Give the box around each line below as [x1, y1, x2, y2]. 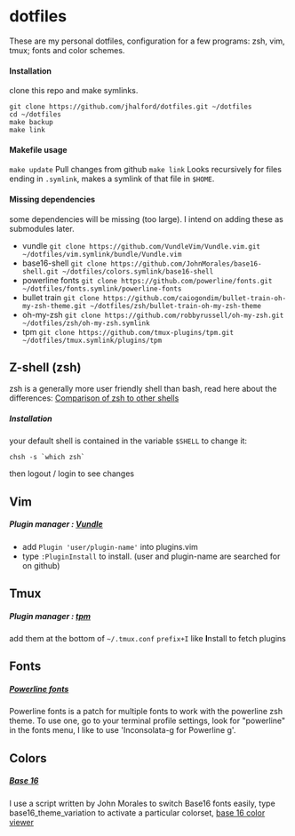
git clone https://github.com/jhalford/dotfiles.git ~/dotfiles [9, 102, 252, 112]
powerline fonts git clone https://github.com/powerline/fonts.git [21, 275, 273, 285]
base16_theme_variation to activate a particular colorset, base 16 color [9, 807, 266, 818]
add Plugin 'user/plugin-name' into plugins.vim [21, 541, 198, 552]
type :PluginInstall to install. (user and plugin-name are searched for [21, 551, 281, 561]
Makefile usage [9, 144, 68, 155]
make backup [9, 118, 53, 127]
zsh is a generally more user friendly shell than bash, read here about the [9, 384, 277, 394]
